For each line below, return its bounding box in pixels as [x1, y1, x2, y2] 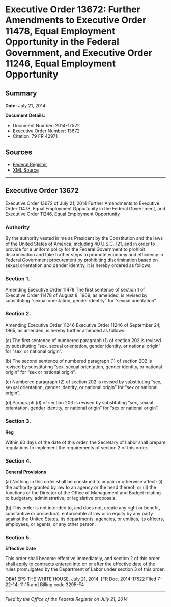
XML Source [12, 167, 39, 173]
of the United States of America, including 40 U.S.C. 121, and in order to [5, 240, 155, 247]
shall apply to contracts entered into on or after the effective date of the [5, 561, 156, 567]
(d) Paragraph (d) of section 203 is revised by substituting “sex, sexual [5, 399, 154, 405]
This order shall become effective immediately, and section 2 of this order [5, 555, 160, 562]
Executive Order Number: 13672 [12, 128, 80, 134]
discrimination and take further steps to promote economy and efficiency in [5, 251, 164, 257]
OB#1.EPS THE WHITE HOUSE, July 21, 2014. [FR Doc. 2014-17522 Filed [5, 576, 157, 582]
